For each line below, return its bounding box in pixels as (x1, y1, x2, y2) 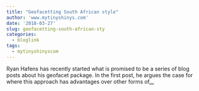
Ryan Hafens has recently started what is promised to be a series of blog (6, 65, 190, 72)
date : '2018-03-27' (6, 20, 56, 26)
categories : (6, 32, 37, 38)
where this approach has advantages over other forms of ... (6, 78, 154, 85)
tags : (6, 43, 20, 49)
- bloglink (12, 37, 40, 43)
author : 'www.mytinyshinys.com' (6, 15, 89, 21)
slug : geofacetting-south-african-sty (6, 25, 105, 32)
